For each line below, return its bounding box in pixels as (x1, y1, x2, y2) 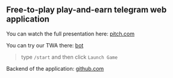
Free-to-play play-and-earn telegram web (6, 5, 167, 15)
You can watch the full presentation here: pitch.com (6, 30, 135, 37)
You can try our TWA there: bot (6, 41, 84, 49)
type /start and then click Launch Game (20, 53, 118, 61)
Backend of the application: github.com (6, 65, 104, 72)
